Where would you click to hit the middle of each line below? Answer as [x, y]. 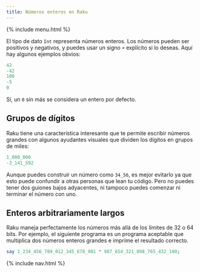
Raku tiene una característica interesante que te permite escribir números [98, 133]
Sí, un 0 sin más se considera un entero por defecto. [71, 99]
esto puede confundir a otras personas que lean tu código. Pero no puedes [100, 181]
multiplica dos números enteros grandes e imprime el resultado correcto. [98, 240]
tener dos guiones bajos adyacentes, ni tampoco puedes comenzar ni [93, 187]
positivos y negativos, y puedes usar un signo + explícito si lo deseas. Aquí [99, 47]
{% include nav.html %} [36, 263]
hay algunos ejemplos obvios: [43, 54]
